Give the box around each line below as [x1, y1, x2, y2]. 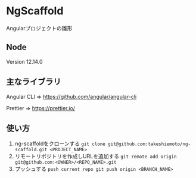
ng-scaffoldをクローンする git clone [14, 140, 105, 147]
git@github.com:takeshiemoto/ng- [108, 141, 191, 147]
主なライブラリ [6, 77, 61, 87]
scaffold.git [14, 147, 48, 153]
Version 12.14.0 [6, 58, 43, 65]
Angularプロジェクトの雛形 [6, 24, 73, 32]
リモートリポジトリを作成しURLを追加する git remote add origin [14, 153, 177, 160]
